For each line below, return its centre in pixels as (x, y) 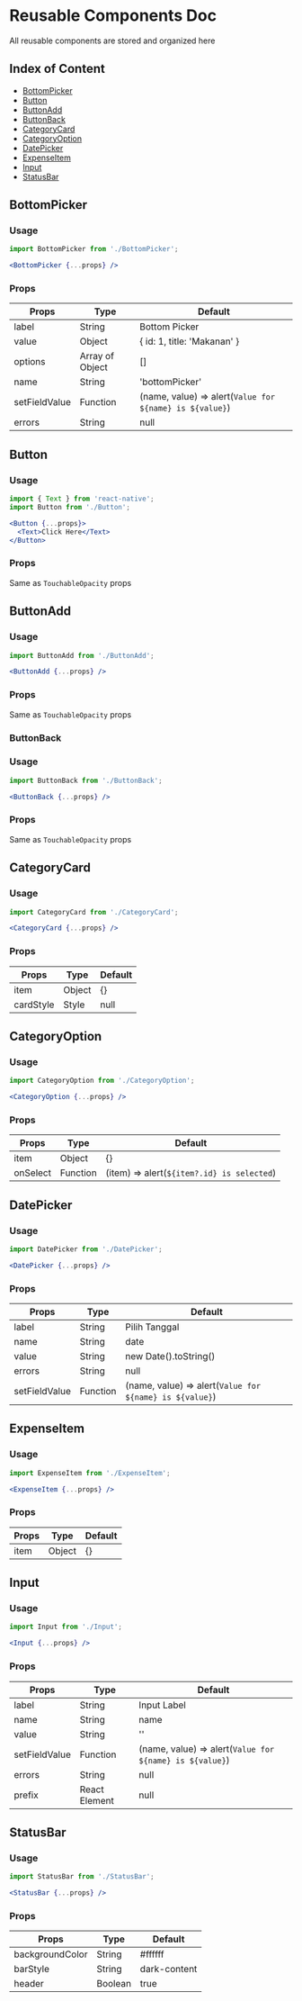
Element (97, 1800)
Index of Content (57, 69)
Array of (97, 356)
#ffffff (152, 1954)
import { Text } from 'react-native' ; (82, 499)
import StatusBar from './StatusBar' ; (82, 1877)
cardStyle (34, 1005)
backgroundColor (51, 1954)
